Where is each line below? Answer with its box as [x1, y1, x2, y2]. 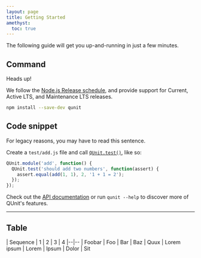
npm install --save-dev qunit [6, 105, 82, 111]
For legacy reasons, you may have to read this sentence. [6, 137, 145, 144]
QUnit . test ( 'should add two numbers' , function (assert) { [11, 166, 160, 172]
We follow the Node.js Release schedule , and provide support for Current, [6, 87, 188, 94]
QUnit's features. [6, 200, 48, 207]
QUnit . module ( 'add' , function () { [6, 160, 93, 166]
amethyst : [6, 20, 31, 26]
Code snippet [6, 121, 58, 132]
